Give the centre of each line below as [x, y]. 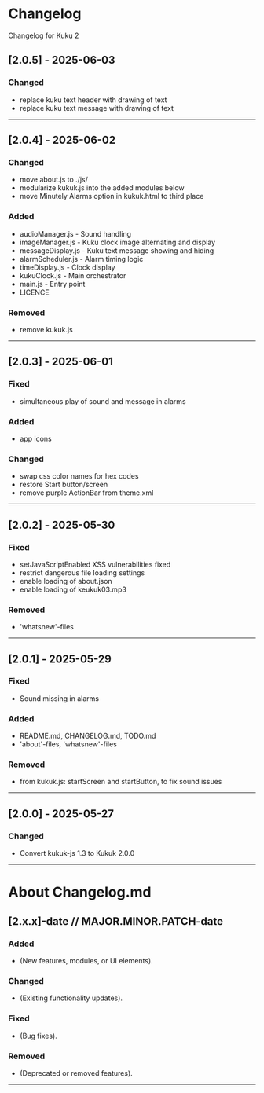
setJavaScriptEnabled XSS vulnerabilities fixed [95, 564]
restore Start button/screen [64, 485]
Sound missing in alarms [59, 698]
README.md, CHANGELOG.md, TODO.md [88, 736]
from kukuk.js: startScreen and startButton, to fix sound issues [121, 782]
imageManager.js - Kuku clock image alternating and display [117, 242]
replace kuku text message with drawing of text [97, 108]
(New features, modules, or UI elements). [86, 961]
